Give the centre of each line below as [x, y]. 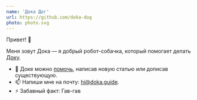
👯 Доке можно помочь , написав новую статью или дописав [91, 69]
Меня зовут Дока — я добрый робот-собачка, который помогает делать [98, 51]
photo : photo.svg [28, 23]
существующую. [36, 76]
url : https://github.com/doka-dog [49, 17]
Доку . [13, 58]
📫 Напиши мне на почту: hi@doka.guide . [67, 82]
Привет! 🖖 [19, 40]
